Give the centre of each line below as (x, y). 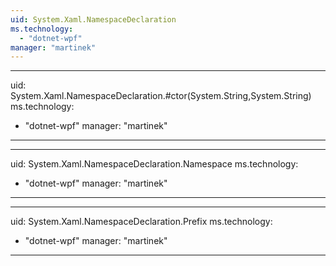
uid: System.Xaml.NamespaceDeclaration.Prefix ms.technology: (141, 222)
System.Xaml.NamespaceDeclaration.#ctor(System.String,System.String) (161, 96)
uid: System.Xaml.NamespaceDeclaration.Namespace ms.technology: (154, 164)
